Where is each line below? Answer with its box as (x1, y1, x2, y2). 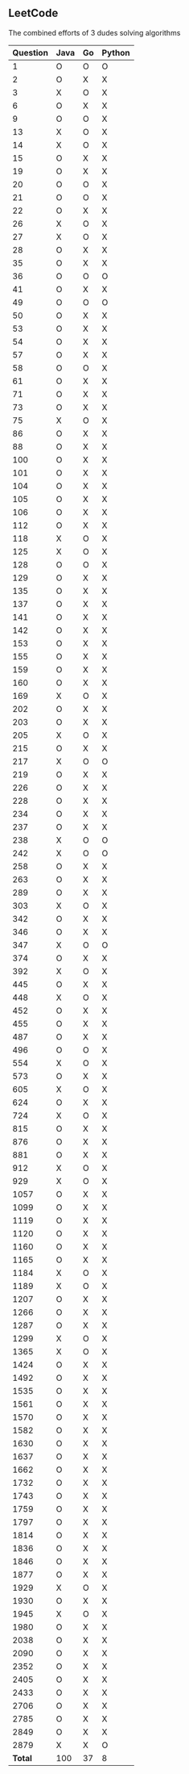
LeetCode (8, 6, 59, 20)
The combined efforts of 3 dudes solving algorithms (8, 27, 181, 37)
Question (12, 47, 48, 58)
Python (101, 47, 130, 58)
